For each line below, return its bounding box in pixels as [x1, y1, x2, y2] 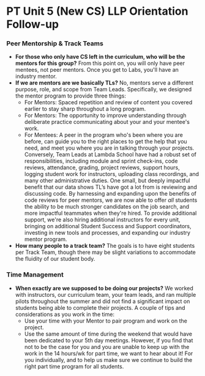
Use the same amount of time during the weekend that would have [24, 330, 193, 337]
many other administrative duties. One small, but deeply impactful [24, 177, 190, 185]
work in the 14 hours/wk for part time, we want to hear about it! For [24, 350, 193, 357]
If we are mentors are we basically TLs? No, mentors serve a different [15, 79, 194, 86]
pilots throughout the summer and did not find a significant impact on [15, 297, 190, 305]
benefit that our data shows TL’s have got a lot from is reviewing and [24, 183, 197, 191]
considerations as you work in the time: [15, 310, 115, 318]
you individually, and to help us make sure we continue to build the [24, 356, 193, 363]
